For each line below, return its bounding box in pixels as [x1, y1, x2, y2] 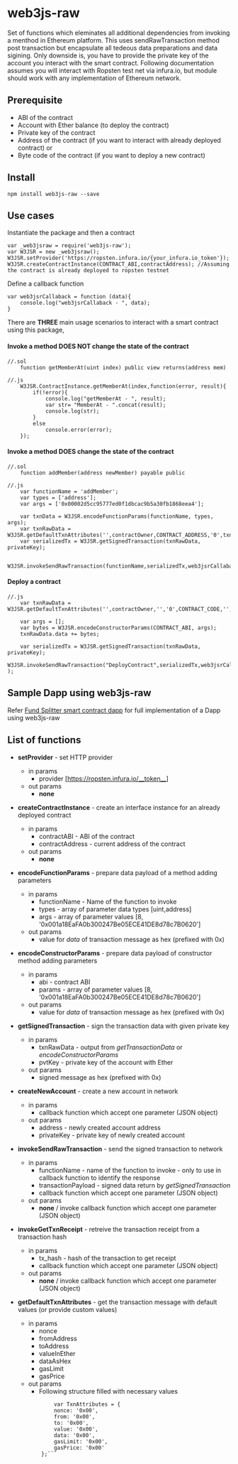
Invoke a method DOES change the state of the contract [7, 448, 174, 456]
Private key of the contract [17, 128, 96, 136]
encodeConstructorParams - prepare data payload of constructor [17, 948, 212, 957]
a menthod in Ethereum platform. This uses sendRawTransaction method [7, 36, 220, 44]
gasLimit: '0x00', [53, 1438, 108, 1445]
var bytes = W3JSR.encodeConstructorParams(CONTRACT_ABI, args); [20, 624, 217, 631]
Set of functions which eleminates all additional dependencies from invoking [7, 28, 230, 37]
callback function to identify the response [38, 1173, 161, 1182]
